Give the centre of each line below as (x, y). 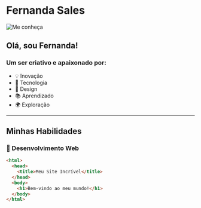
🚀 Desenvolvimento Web (43, 148)
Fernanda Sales (46, 10)
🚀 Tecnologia (31, 82)
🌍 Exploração (32, 105)
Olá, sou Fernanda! (42, 46)
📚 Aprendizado (34, 96)
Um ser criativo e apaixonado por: (56, 63)
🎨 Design (26, 89)
